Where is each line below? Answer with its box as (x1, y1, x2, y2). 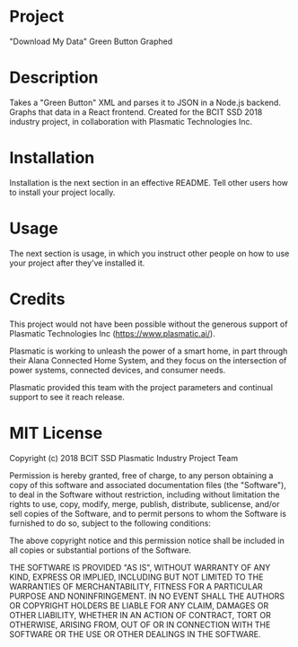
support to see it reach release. (9, 391, 126, 402)
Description (9, 67, 99, 88)
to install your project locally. (9, 187, 116, 197)
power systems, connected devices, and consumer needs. (9, 364, 226, 375)
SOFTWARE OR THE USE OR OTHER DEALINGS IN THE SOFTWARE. (9, 628, 261, 639)
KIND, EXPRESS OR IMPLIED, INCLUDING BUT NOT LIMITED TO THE (9, 572, 264, 582)
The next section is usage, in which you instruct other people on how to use (9, 248, 290, 258)
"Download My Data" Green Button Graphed (9, 36, 173, 47)
